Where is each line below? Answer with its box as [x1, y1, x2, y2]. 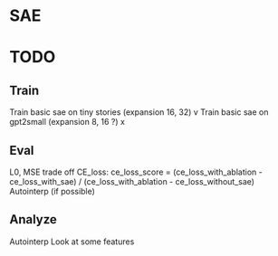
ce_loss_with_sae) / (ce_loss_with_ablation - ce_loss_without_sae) [9, 176, 255, 186]
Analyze [9, 212, 57, 227]
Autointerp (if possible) [9, 186, 95, 196]
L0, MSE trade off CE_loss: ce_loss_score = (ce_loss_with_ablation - [9, 166, 263, 177]
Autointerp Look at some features [9, 236, 135, 247]
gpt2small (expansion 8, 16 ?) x [9, 117, 125, 128]
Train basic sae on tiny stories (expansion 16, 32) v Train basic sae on [9, 107, 269, 118]
